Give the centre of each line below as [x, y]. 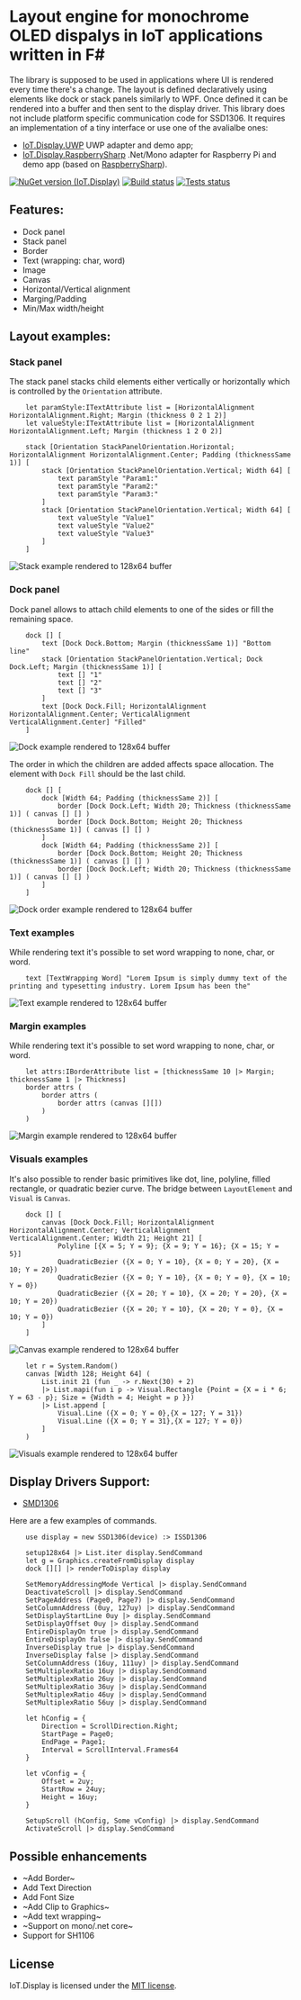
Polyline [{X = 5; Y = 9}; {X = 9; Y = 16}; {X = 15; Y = [168, 1246]
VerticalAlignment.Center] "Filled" [78, 722]
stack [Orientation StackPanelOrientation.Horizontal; [130, 448]
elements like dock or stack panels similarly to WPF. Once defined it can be [149, 99]
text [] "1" [80, 674]
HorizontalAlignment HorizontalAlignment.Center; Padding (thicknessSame [150, 455]
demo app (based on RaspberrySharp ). [95, 164]
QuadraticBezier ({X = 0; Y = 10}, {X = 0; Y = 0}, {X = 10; [174, 1277]
